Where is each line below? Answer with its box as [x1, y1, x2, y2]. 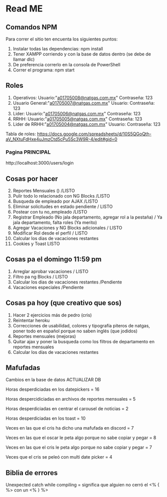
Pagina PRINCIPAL [5, 148, 51, 155]
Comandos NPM [5, 23, 57, 31]
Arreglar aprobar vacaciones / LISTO [12, 268, 89, 274]
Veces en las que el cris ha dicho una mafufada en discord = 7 [5, 425, 134, 431]
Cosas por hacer [5, 174, 58, 183]
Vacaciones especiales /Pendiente [12, 284, 84, 290]
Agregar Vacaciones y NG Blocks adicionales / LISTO [12, 225, 123, 231]
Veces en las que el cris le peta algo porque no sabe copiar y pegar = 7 [5, 445, 153, 451]
